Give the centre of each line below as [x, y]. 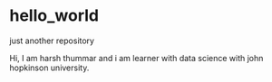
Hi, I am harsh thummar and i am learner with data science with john [136, 58]
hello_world [54, 16]
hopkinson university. [49, 68]
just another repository [52, 41]
